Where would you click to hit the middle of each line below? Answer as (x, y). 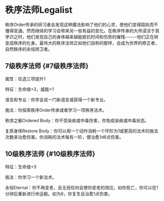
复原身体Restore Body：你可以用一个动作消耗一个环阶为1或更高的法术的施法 (82, 131)
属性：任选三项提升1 (25, 78)
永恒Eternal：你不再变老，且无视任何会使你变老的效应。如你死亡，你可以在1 (82, 187)
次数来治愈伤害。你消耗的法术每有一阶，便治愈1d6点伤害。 (64, 137)
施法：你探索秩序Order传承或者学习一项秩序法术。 (56, 110)
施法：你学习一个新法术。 (31, 177)
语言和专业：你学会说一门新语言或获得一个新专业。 (57, 100)
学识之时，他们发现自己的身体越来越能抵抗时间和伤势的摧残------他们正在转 (82, 37)
